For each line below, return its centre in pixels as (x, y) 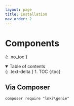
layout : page (18, 10)
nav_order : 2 (18, 19)
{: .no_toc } (16, 57)
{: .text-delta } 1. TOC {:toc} (33, 71)
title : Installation (26, 14)
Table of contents (27, 67)
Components (32, 43)
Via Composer (28, 87)
